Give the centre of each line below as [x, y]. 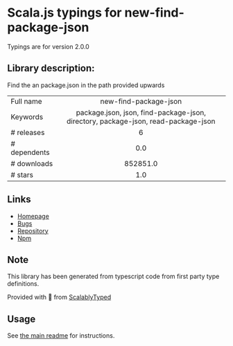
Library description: [51, 68]
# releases [28, 132]
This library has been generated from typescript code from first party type [113, 276]
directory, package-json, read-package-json [141, 121]
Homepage [33, 216]
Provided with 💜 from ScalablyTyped [59, 297]
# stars [22, 174]
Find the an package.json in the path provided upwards [86, 85]
